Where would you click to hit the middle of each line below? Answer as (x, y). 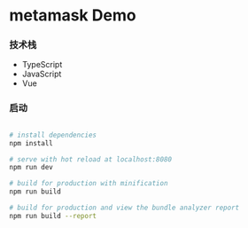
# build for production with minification (89, 184)
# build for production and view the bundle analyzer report (124, 208)
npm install (31, 143)
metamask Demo (73, 16)
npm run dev (31, 168)
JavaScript (42, 74)
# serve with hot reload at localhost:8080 (91, 159)
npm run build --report (53, 216)
